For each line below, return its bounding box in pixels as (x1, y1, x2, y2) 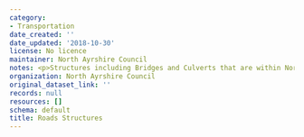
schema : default (9, 105, 71, 114)
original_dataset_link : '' (9, 80, 111, 89)
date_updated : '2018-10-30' (9, 38, 116, 48)
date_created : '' (9, 30, 75, 39)
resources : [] (9, 96, 63, 106)
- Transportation (9, 22, 75, 31)
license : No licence (9, 47, 88, 56)
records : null (9, 88, 63, 97)
